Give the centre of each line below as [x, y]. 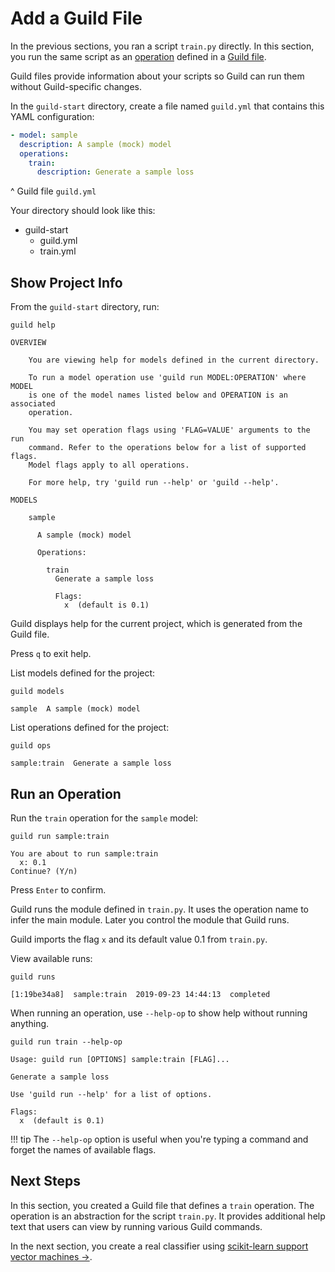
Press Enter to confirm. [58, 889]
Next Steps [45, 1181]
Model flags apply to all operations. [109, 465]
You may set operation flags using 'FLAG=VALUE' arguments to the [169, 430]
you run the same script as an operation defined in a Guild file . [138, 56]
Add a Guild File [76, 18]
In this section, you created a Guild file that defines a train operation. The [162, 1205]
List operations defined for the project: [90, 728]
